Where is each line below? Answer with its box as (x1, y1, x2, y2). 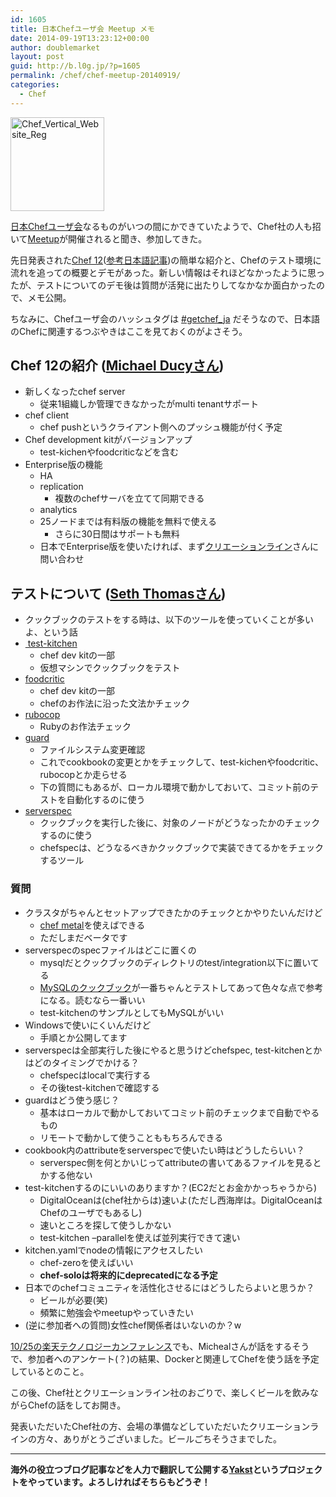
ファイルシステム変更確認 (39, 744, 146, 756)
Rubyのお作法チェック (39, 721, 132, 733)
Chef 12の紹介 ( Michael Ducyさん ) (10, 357, 225, 375)
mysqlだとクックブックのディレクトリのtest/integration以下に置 (39, 956, 303, 968)
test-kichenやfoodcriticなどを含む (39, 446, 180, 458)
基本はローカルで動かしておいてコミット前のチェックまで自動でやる (39, 1106, 320, 1118)
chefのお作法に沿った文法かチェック (39, 697, 191, 710)
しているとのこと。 (10, 1365, 90, 1377)
